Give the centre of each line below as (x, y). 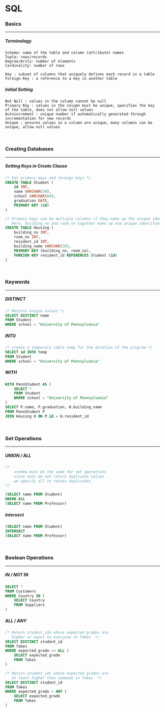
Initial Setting (19, 89)
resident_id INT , (32, 242)
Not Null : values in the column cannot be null (56, 101)
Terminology (18, 41)
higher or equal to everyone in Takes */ (55, 637)
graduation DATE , (32, 201)
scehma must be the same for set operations (60, 472)
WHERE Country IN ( (25, 596)
